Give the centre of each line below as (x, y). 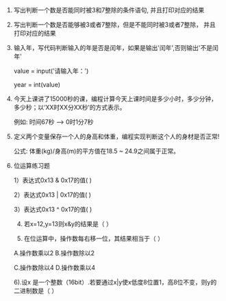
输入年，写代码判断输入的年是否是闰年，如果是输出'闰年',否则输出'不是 (113, 48)
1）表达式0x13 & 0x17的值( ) (53, 180)
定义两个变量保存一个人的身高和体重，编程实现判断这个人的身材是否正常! (116, 136)
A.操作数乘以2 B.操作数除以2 (54, 253)
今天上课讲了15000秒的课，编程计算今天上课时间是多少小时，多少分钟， (115, 99)
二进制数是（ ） (36, 291)
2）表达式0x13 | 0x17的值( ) (52, 195)
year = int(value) (37, 85)
